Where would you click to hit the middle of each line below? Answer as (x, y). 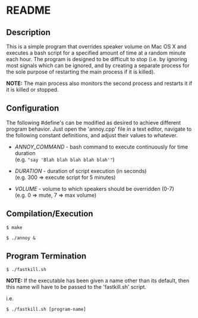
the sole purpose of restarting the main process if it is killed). (81, 72)
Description (28, 32)
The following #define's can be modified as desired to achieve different (94, 122)
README (29, 10)
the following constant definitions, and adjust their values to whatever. (92, 135)
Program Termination (46, 256)
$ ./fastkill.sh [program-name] (46, 310)
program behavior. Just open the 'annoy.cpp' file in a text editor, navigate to (99, 129)
